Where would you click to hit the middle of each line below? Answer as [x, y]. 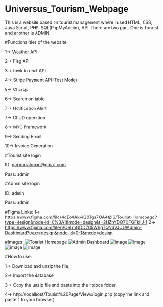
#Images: [14, 242]
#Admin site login [23, 183]
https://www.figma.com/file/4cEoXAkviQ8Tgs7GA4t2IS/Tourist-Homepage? [81, 217]
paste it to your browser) [30, 299]
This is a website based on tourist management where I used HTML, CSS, [79, 22]
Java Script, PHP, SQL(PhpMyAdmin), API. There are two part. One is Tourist [82, 27]
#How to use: [18, 256]
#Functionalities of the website [36, 42]
